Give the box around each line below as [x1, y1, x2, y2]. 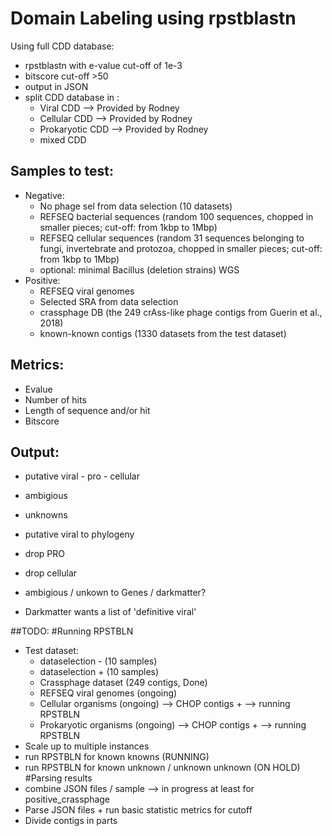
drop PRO [24, 548, 65, 560]
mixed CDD [39, 133, 87, 146]
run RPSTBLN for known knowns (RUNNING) [24, 751, 210, 763]
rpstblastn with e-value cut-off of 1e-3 [24, 59, 183, 71]
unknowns [24, 509, 68, 521]
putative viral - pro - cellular [24, 470, 140, 482]
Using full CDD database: [10, 40, 115, 52]
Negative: [24, 189, 65, 201]
